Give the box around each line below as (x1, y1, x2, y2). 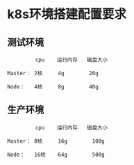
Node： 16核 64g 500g (7, 151, 106, 158)
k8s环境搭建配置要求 (7, 6, 127, 22)
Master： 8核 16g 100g (7, 137, 106, 145)
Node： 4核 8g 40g (7, 84, 99, 91)
